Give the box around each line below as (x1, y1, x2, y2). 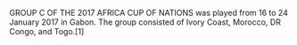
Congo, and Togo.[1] (9, 26, 85, 36)
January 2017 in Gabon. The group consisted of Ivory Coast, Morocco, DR (9, 17, 281, 27)
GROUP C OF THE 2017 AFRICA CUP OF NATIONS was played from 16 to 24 (9, 8, 288, 18)
